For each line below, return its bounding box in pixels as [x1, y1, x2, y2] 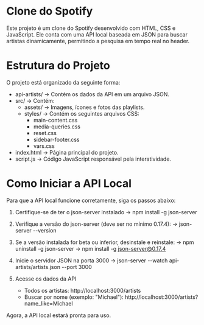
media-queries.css [33, 123, 81, 130]
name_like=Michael [24, 299, 73, 307]
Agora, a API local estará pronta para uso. [6, 312, 111, 319]
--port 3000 [62, 263, 93, 270]
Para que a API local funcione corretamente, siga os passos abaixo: [6, 197, 176, 204]
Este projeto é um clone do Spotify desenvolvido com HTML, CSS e [6, 24, 176, 32]
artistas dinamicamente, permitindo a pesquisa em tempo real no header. [6, 37, 190, 44]
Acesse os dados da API [15, 275, 77, 282]
